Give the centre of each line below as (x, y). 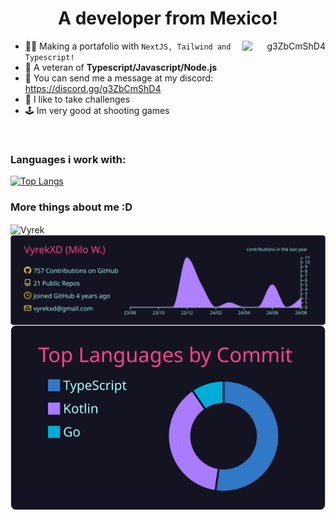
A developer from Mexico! (168, 18)
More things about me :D (71, 207)
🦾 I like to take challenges (77, 99)
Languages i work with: (68, 159)
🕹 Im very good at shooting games (97, 110)
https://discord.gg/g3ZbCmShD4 (93, 88)
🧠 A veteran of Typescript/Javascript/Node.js (121, 67)
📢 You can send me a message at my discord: (119, 78)
